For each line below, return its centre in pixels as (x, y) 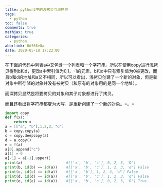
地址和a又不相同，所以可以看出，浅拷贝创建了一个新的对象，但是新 (91, 77)
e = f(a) (14, 145)
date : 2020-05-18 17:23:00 (32, 50)
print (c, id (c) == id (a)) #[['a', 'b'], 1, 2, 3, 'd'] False (72, 172)
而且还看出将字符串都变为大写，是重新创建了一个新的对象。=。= (70, 104)
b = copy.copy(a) (23, 131)
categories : (17, 37)
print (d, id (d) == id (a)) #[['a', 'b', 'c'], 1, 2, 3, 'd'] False (77, 176)
